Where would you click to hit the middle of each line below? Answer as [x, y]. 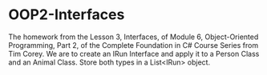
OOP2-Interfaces [67, 15]
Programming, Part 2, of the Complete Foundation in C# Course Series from [133, 45]
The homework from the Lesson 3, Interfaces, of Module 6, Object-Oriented [133, 37]
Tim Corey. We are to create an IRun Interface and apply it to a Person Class [134, 53]
